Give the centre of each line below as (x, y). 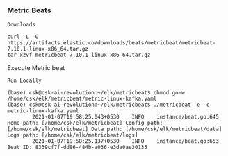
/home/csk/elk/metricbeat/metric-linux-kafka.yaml (82, 99)
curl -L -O (23, 37)
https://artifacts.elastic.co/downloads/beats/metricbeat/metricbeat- (112, 43)
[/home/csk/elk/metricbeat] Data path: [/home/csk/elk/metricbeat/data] (115, 129)
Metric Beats (29, 10)
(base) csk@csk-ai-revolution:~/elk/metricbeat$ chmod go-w (96, 93)
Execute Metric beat (36, 68)
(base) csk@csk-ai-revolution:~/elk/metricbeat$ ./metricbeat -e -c (108, 105)
